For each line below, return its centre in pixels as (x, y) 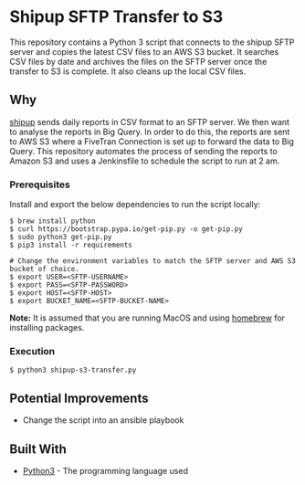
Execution (32, 351)
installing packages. (47, 328)
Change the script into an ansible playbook (103, 420)
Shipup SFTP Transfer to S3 (116, 17)
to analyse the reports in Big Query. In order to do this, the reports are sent (150, 132)
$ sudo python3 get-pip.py (61, 237)
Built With (38, 449)
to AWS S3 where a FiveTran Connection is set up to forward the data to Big (152, 141)
